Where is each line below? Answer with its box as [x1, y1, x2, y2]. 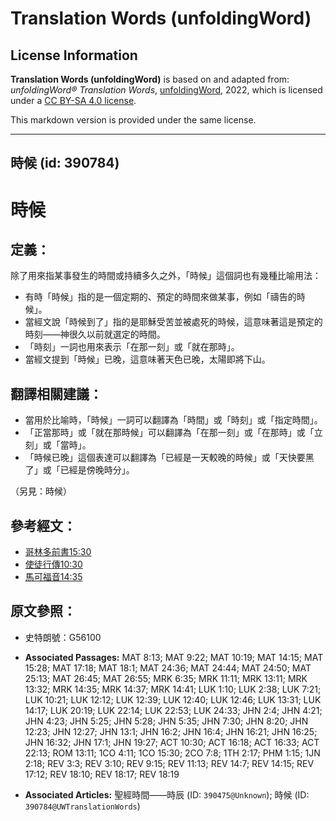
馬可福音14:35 [24, 571, 83, 583]
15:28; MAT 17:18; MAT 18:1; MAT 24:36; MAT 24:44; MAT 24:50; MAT [24, 662, 312, 674]
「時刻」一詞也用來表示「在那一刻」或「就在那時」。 [24, 341, 240, 353]
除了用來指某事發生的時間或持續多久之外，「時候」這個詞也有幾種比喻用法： [10, 270, 322, 282]
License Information [10, 47, 138, 64]
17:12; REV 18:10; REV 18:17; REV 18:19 [24, 768, 180, 780]
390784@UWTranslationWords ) [24, 800, 141, 812]
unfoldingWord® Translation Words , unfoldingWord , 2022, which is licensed [10, 84, 323, 96]
